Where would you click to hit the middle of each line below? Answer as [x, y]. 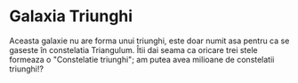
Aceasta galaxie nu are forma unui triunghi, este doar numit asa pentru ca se [149, 41]
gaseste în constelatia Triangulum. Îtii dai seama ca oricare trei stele [133, 49]
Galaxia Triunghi [71, 16]
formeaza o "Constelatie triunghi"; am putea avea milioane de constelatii [142, 59]
